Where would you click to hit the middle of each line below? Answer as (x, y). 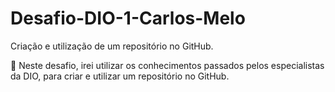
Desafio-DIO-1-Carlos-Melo (128, 18)
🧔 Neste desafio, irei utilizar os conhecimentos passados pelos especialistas (167, 65)
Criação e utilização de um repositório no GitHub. (112, 46)
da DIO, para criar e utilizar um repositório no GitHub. (120, 76)
